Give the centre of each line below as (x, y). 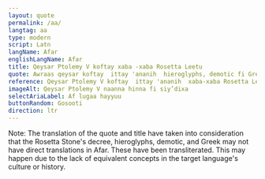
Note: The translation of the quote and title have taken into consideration (126, 133)
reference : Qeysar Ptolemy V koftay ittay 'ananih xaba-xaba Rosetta (128, 81)
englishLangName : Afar (45, 60)
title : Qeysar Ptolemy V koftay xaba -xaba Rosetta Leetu (105, 67)
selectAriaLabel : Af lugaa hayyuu (65, 96)
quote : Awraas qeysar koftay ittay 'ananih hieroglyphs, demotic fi (127, 74)
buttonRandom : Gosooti (45, 103)
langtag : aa (28, 30)
